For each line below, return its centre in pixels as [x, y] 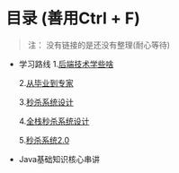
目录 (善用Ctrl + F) [73, 18]
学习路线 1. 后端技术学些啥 [66, 64]
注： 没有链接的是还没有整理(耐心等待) [98, 45]
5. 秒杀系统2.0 [44, 140]
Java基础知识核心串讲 [59, 159]
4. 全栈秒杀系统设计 [54, 121]
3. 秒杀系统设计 [46, 102]
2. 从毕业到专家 [46, 82]
